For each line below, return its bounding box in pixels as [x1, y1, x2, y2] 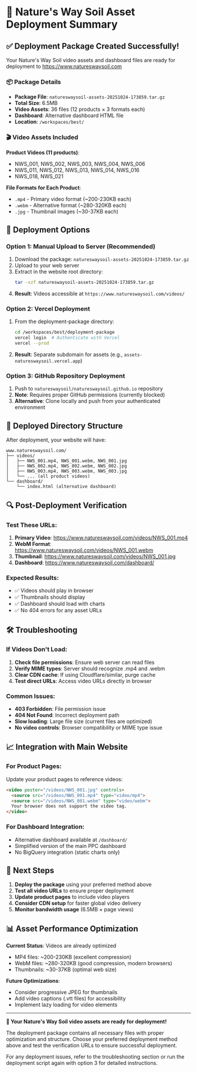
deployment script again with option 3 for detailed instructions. [6, 1060, 158, 1067]
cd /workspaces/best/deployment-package [14, 330, 115, 335]
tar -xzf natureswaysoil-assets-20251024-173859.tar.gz [14, 280, 154, 286]
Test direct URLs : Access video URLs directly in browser [14, 677, 152, 684]
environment [14, 404, 46, 411]
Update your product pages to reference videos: [6, 775, 123, 782]
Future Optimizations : [6, 978, 60, 985]
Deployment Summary [6, 18, 118, 31]
